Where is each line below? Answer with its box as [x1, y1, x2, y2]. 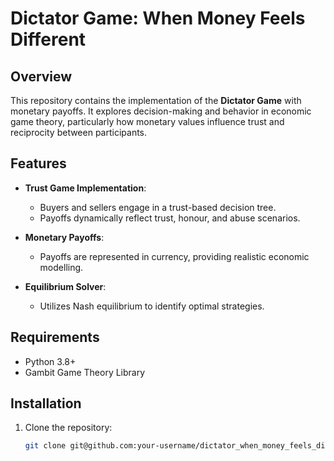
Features [10, 155, 67, 172]
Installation [10, 395, 82, 412]
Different [10, 28, 87, 51]
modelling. [39, 261, 84, 273]
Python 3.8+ [24, 355, 77, 367]
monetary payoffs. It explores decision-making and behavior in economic [10, 105, 312, 117]
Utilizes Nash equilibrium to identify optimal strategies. [39, 300, 265, 312]
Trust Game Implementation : [24, 182, 147, 194]
